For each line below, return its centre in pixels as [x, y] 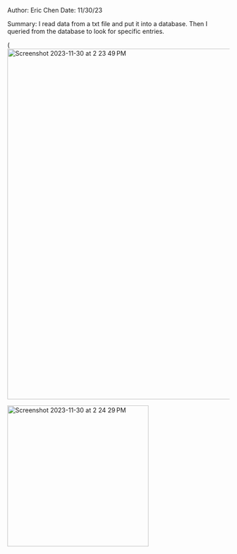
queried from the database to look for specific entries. [86, 31]
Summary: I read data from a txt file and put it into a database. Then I [108, 24]
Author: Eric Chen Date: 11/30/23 [55, 10]
